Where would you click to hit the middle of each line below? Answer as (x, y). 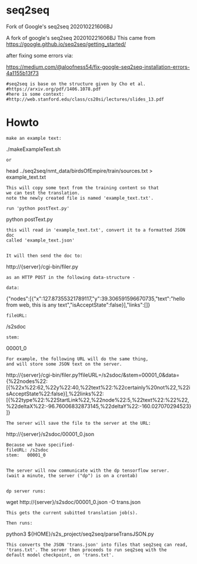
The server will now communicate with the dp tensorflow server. (88, 471)
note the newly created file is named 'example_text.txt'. (80, 198)
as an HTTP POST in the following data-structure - (71, 277)
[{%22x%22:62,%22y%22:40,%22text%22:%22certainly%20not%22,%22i (98, 387)
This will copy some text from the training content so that (83, 188)
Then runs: (19, 523)
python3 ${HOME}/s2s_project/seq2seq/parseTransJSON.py (80, 534)
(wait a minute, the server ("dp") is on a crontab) (72, 476)
